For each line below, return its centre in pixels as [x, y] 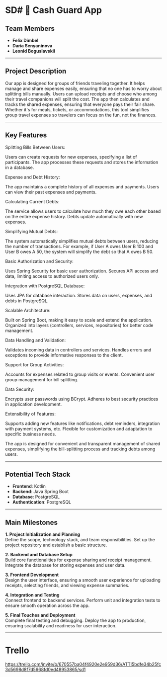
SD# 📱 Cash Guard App [53, 10]
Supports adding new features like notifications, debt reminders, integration [83, 423]
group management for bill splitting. [42, 379]
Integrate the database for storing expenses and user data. [65, 565]
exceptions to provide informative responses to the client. [64, 355]
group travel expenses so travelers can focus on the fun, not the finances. [81, 115]
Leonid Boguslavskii [34, 51]
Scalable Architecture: [28, 310]
